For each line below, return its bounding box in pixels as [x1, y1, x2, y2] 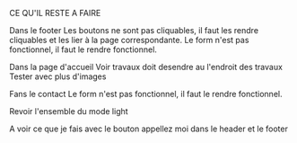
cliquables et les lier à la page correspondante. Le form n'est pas [9, 35, 249, 45]
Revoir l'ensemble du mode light [9, 106, 128, 116]
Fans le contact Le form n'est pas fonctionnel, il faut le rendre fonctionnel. [9, 89, 283, 99]
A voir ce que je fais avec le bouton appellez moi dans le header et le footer [9, 123, 289, 134]
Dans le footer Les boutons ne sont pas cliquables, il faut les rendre [9, 25, 258, 35]
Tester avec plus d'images [9, 71, 107, 82]
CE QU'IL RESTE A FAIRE [9, 8, 101, 18]
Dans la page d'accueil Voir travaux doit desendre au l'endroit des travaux [9, 62, 283, 72]
